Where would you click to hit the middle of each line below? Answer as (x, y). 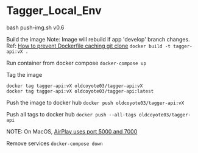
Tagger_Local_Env (54, 11)
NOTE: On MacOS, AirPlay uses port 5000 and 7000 (72, 131)
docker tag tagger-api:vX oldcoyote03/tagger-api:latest (80, 91)
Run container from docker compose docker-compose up (76, 63)
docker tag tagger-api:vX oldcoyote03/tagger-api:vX (75, 86)
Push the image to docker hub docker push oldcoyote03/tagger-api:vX (95, 102)
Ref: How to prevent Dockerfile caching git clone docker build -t (88, 46)
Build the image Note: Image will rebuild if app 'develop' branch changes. (98, 39)
